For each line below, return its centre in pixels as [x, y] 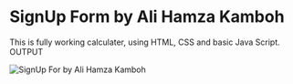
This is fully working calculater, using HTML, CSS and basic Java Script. [145, 42]
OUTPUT [26, 51]
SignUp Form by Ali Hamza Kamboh [147, 17]
